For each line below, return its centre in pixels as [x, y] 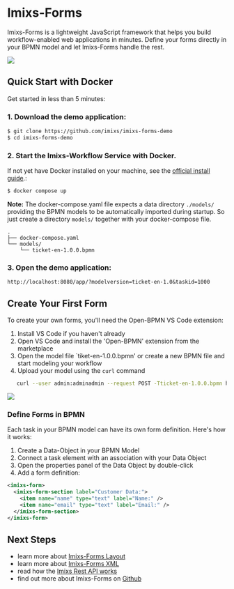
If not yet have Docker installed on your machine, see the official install [109, 171]
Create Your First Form [57, 304]
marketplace [35, 349]
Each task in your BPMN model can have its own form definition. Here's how [117, 429]
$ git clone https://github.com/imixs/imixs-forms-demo [90, 131]
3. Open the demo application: [59, 268]
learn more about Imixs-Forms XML [68, 564]
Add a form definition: [48, 473]
